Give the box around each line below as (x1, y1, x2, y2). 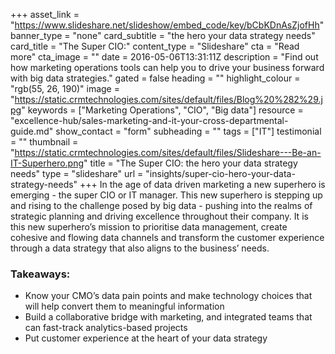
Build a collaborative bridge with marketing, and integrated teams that (24, 311, 313, 323)
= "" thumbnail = (10, 136, 79, 148)
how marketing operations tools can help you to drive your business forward (10, 62, 325, 73)
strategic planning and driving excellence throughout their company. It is (10, 210, 309, 222)
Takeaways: (10, 267, 71, 281)
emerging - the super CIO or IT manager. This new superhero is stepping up (10, 189, 323, 201)
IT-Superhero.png (10, 157, 85, 169)
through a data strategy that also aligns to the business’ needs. (10, 242, 270, 254)
